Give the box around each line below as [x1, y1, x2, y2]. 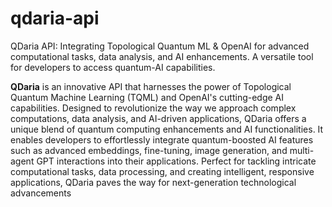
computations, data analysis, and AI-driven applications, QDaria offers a [10, 112, 307, 124]
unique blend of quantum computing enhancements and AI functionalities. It [10, 123, 324, 135]
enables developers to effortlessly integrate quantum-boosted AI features [10, 133, 314, 146]
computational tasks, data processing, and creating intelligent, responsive [10, 165, 315, 177]
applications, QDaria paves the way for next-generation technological [10, 176, 297, 188]
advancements [10, 187, 72, 199]
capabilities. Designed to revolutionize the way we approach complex [10, 102, 297, 114]
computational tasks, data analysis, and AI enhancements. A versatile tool [10, 50, 314, 62]
